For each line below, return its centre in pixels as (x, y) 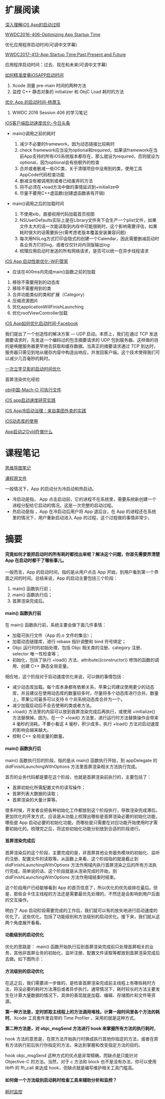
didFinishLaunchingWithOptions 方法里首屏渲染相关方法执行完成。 (72, 766)
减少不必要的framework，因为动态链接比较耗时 (67, 144)
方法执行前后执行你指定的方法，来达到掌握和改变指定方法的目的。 (76, 1045)
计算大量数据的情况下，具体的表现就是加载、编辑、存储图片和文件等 (82, 995)
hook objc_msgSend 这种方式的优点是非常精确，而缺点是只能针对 (72, 1056)
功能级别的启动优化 (25, 935)
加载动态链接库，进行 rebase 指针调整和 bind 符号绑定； (69, 642)
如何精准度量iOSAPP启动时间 (34, 75)
